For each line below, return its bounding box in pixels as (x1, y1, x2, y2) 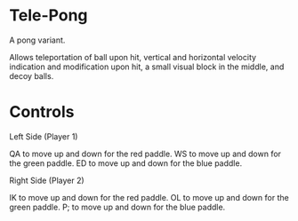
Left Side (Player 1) (9, 130, 78, 142)
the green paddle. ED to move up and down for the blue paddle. (9, 157, 243, 169)
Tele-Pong (9, 5, 88, 26)
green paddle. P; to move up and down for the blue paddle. (9, 201, 226, 212)
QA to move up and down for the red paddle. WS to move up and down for (9, 148, 282, 159)
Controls (9, 102, 75, 122)
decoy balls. (9, 70, 54, 81)
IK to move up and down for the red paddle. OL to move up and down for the (9, 192, 289, 202)
